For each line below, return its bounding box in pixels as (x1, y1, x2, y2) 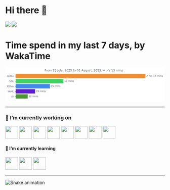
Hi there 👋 (5, 5, 47, 16)
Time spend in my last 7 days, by (5, 40, 145, 51)
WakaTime (5, 51, 51, 62)
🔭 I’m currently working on (5, 114, 72, 121)
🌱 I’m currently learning (5, 146, 56, 152)
